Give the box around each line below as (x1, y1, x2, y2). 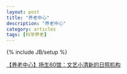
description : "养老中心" (6, 20, 66, 26)
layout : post (6, 9, 40, 15)
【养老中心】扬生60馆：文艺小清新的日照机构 (6, 61, 121, 68)
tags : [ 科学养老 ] (6, 32, 47, 38)
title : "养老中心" (6, 15, 50, 21)
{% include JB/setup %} (6, 48, 67, 56)
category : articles (6, 26, 56, 32)
